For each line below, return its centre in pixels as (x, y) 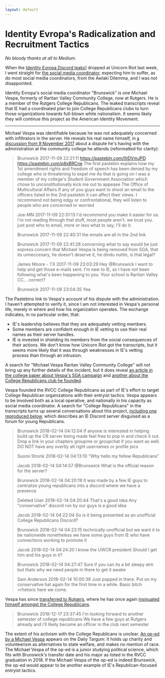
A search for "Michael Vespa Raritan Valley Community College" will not (78, 365)
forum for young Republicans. (35, 421)
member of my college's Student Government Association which (82, 179)
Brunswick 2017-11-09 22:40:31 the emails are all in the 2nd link (82, 234)
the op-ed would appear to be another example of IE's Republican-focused (81, 665)
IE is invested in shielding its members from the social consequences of (85, 339)
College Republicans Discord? (47, 520)
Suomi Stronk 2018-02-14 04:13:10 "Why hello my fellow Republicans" (88, 456)
